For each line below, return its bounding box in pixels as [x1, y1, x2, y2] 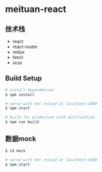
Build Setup [5, 74, 42, 83]
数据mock [5, 134, 36, 143]
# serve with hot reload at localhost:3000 [5, 101, 97, 106]
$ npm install [5, 92, 35, 97]
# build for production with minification [5, 115, 95, 120]
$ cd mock [5, 148, 26, 153]
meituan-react [5, 4, 66, 15]
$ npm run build [5, 119, 39, 125]
